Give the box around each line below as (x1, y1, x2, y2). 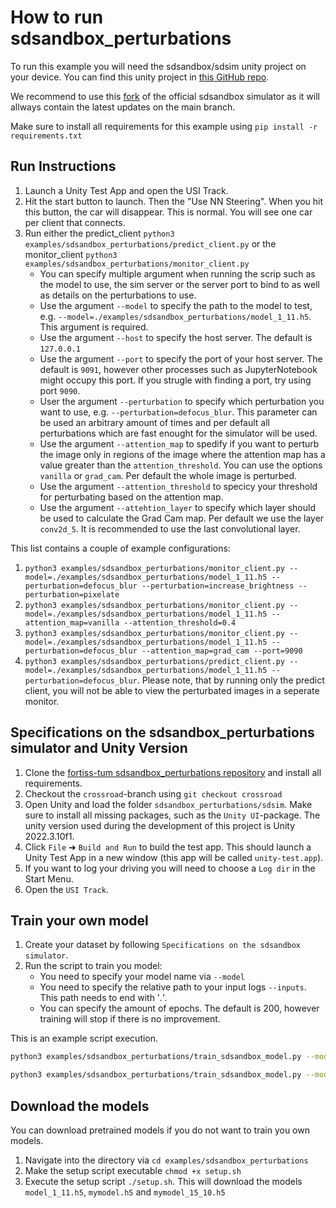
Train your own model (10, 912, 149, 929)
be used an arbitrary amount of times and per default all (39, 416, 270, 428)
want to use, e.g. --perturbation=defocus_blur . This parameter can (39, 406, 318, 418)
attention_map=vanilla (24, 617, 120, 628)
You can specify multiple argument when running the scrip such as (39, 267, 316, 280)
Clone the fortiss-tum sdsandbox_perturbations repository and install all (24, 766, 322, 778)
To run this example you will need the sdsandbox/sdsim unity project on (10, 60, 307, 72)
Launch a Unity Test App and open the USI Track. (24, 184, 229, 196)
